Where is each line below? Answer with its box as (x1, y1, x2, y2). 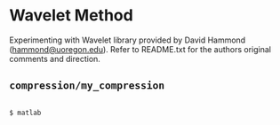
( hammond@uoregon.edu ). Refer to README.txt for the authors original (9, 43, 271, 54)
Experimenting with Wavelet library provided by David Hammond (9, 35, 246, 45)
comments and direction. (9, 53, 100, 64)
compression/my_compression (9, 79, 165, 92)
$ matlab (9, 108, 42, 117)
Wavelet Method (9, 5, 133, 26)
